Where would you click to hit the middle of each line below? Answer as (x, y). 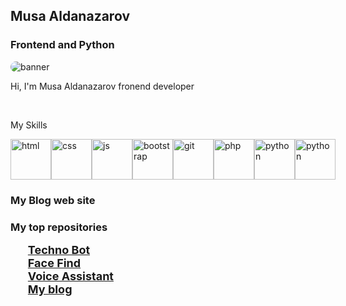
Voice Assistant (70, 276)
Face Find (54, 262)
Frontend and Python (62, 45)
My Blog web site (53, 200)
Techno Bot (59, 249)
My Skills (29, 125)
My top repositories (59, 227)
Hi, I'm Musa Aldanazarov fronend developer (102, 86)
